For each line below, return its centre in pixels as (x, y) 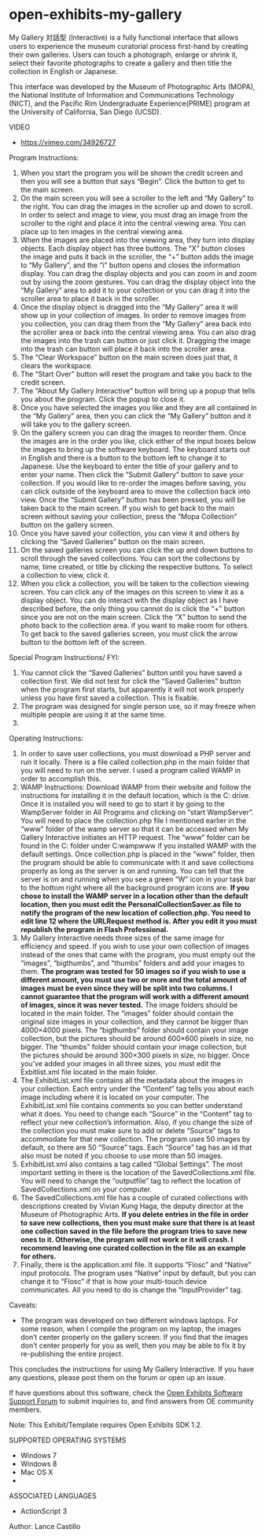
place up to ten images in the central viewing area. (102, 231)
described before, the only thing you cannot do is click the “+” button (132, 608)
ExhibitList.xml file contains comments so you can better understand (131, 1105)
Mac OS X (37, 1472)
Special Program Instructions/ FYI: (64, 657)
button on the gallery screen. (67, 524)
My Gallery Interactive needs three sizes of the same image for (122, 938)
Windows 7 (39, 1455)
